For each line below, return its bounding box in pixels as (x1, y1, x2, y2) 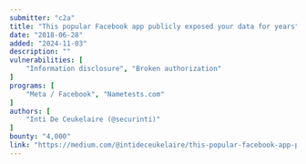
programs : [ (9, 81, 55, 90)
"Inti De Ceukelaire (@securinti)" (25, 115, 161, 124)
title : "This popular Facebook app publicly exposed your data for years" (9, 22, 300, 31)
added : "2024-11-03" (9, 38, 88, 48)
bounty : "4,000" (9, 132, 71, 141)
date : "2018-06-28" (9, 30, 84, 39)
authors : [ (9, 107, 51, 116)
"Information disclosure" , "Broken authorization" (25, 65, 222, 74)
